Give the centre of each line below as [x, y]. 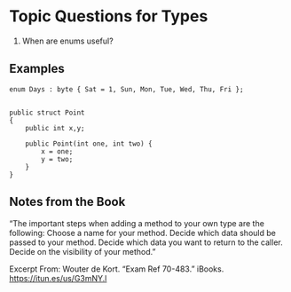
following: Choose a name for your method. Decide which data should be [143, 233]
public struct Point [47, 113]
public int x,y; [55, 128]
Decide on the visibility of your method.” [83, 251]
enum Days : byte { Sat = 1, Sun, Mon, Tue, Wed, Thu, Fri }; [126, 89]
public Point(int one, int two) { [89, 144]
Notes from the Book [67, 202]
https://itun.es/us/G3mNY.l [58, 278]
